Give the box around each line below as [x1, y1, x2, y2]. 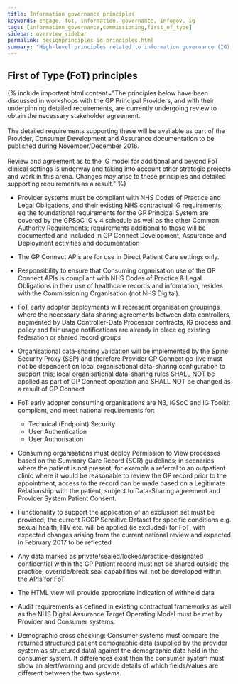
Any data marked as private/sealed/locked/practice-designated [17, 552, 204, 560]
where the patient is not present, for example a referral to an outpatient [17, 463, 226, 472]
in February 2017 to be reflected [17, 538, 112, 547]
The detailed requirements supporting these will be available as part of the [7, 126, 225, 135]
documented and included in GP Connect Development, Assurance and [17, 231, 227, 239]
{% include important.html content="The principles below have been [7, 88, 208, 97]
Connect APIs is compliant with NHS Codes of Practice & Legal [17, 273, 202, 282]
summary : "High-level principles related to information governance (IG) [7, 43, 231, 51]
